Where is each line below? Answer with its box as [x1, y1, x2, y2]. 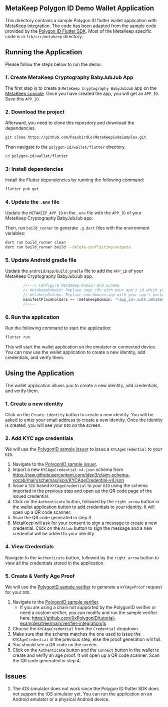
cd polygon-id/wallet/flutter [5, 154, 68, 159]
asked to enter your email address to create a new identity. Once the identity [5, 417, 163, 423]
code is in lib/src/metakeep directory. [5, 33, 83, 39]
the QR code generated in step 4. [12, 658, 81, 664]
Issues [5, 672, 26, 681]
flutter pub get [5, 187, 39, 192]
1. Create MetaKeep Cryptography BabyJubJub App [5, 74, 133, 81]
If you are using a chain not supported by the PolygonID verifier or [19, 605, 156, 611]
